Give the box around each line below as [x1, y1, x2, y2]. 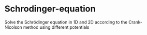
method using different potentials [23, 24, 89, 30]
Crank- [128, 19, 143, 25]
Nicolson [4, 24, 22, 30]
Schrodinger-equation [4, 3, 96, 14]
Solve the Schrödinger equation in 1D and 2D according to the [4, 19, 128, 25]
